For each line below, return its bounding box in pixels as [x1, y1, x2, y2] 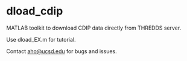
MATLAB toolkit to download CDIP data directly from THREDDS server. [6, 24, 182, 31]
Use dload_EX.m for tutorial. [6, 36, 77, 43]
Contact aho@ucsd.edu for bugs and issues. [6, 47, 118, 55]
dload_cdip [6, 4, 63, 18]
